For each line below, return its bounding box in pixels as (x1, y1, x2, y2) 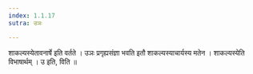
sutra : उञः (8, 19, 42, 27)
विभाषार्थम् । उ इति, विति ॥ (8, 56, 78, 66)
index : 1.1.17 (8, 11, 56, 20)
